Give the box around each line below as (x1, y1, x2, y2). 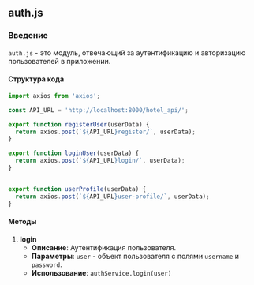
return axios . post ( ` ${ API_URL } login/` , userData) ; (15, 157, 185, 165)
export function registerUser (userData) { (8, 120, 150, 129)
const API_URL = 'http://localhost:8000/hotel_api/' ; (8, 106, 189, 114)
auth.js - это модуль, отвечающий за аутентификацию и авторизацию (8, 47, 246, 58)
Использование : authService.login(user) (31, 268, 172, 277)
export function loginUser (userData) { (8, 149, 140, 157)
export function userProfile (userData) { (8, 185, 147, 193)
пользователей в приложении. (8, 56, 111, 66)
